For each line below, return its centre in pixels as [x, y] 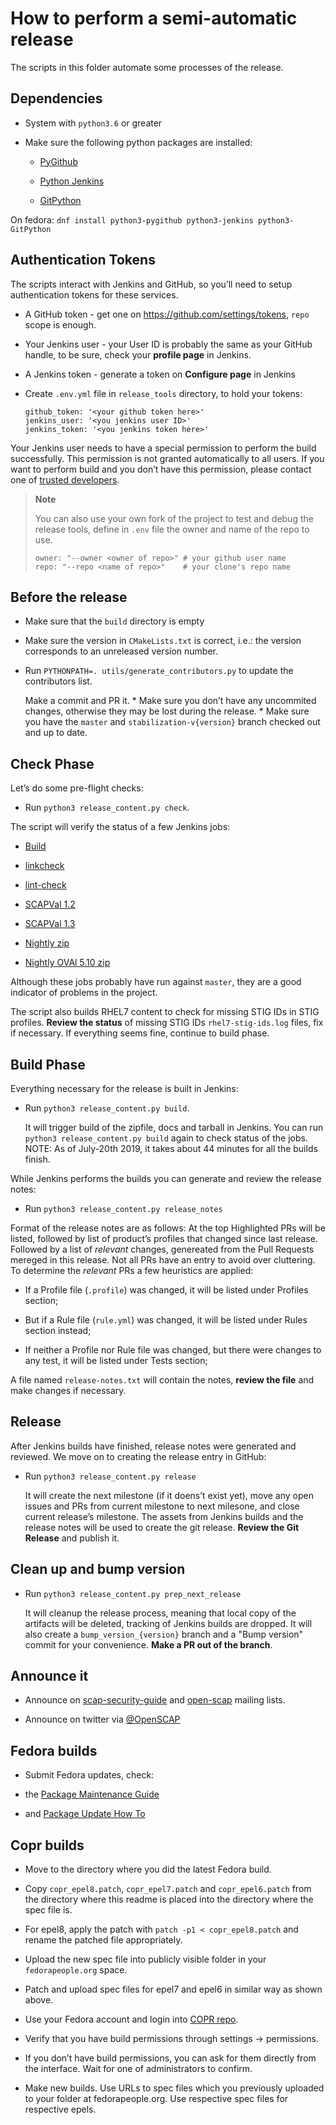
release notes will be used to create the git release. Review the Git [162, 1527]
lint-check [45, 885]
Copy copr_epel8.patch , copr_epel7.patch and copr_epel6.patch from [168, 1889]
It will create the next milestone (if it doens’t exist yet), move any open [169, 1495]
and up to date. [56, 733]
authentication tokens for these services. [94, 294]
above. [39, 2000]
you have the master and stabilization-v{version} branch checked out [172, 722]
